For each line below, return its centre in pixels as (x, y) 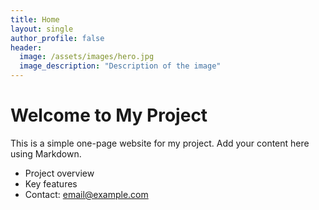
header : (26, 47)
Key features (51, 183)
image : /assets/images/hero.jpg (87, 57)
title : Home (35, 19)
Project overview (59, 173)
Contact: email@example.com (86, 194)
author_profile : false (57, 38)
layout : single (42, 29)
